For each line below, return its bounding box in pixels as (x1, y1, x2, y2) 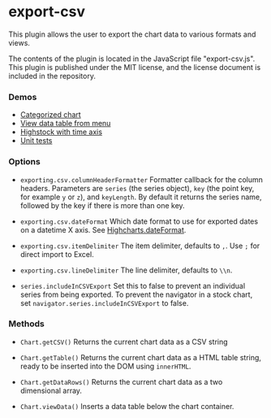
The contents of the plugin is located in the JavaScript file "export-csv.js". (8, 54, 256, 63)
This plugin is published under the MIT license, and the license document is (8, 62, 261, 72)
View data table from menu (19, 119, 111, 128)
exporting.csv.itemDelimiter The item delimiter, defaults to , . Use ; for (19, 241, 260, 250)
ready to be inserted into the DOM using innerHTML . (19, 361, 191, 371)
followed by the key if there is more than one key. (19, 200, 185, 210)
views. (8, 37, 31, 47)
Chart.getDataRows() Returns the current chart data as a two (19, 377, 223, 386)
